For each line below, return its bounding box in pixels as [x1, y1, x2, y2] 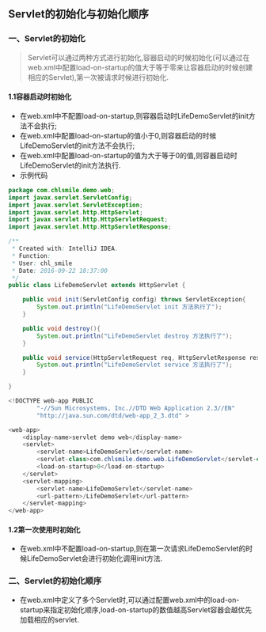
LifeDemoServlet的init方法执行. [19, 161, 121, 170]
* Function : [11, 252, 51, 259]
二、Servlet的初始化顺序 [8, 576, 102, 587]
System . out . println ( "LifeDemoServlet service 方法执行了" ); [36, 361, 234, 369]
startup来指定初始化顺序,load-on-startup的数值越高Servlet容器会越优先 [19, 604, 253, 615]
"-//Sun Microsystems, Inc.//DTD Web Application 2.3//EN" [36, 404, 236, 412]
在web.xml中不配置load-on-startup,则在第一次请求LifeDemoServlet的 [19, 544, 246, 554]
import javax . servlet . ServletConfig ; [8, 193, 133, 202]
